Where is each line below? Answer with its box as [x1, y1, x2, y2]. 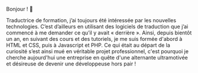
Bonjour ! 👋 [6, 6, 34, 12]
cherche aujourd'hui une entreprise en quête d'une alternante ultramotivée [6, 54, 188, 61]
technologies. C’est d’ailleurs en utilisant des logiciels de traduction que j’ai [6, 23, 189, 30]
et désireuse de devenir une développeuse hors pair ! [6, 60, 137, 67]
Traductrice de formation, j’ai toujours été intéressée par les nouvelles [6, 17, 176, 23]
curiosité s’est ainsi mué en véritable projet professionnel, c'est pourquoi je [6, 48, 189, 55]
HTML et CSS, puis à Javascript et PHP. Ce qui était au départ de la [6, 41, 170, 48]
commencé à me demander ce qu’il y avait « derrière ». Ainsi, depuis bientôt [6, 29, 192, 36]
